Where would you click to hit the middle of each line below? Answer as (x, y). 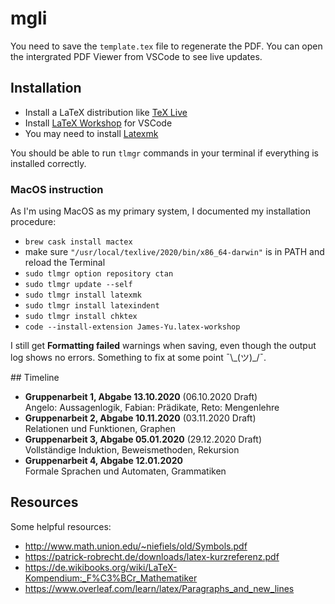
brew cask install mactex (78, 242)
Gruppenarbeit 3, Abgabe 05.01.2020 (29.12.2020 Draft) (143, 439)
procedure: (33, 222)
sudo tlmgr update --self (78, 285)
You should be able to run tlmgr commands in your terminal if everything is (164, 153)
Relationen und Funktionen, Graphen (100, 429)
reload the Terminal (65, 263)
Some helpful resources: (61, 526)
